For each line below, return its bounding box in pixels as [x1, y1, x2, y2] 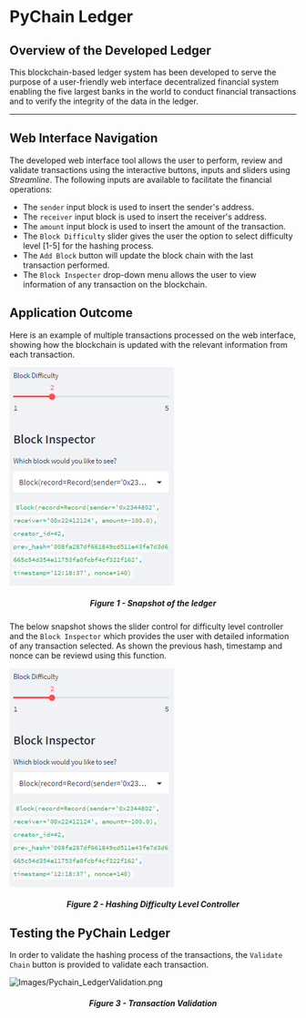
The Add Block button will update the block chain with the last [22, 249, 253, 260]
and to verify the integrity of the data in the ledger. [9, 96, 199, 107]
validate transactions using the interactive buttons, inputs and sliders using [9, 164, 291, 175]
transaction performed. [22, 260, 110, 270]
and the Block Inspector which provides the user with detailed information [9, 630, 290, 641]
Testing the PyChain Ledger [9, 925, 171, 941]
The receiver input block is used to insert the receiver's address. [22, 211, 267, 222]
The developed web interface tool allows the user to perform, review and [9, 155, 283, 166]
